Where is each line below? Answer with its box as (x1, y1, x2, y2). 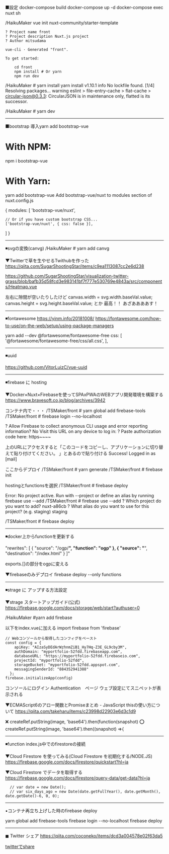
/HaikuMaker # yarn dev (5, 108, 55, 114)
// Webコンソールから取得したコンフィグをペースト (5, 636, 97, 641)
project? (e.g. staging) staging (5, 508, 68, 514)
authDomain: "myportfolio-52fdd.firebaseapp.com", (14, 649, 123, 654)
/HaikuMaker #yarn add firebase (5, 614, 72, 620)
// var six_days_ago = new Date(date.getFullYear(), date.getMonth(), (10, 789, 161, 794)
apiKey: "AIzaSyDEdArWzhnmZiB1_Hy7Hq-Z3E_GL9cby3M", (14, 645, 127, 650)
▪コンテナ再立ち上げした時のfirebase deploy (5, 807, 98, 814)
